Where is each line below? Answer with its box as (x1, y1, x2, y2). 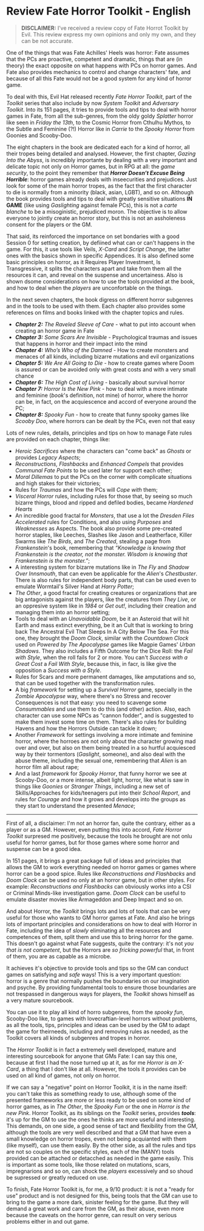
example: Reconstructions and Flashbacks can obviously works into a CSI (6, 883, 192, 890)
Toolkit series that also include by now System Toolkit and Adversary (6, 99, 179, 107)
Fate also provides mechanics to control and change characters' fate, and (6, 68, 191, 75)
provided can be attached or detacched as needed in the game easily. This (6, 1155, 194, 1162)
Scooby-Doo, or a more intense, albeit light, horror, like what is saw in (15, 776, 189, 784)
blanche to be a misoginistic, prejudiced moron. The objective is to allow (6, 208, 188, 215)
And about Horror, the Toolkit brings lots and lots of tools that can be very (6, 907, 191, 915)
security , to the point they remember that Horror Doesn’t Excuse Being (6, 169, 185, 177)
